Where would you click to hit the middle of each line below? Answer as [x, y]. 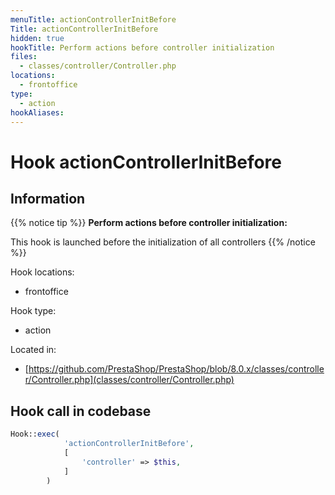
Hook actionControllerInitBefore [146, 162]
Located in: [33, 350]
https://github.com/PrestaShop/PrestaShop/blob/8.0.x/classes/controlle [176, 369]
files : [24, 57]
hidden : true [37, 38]
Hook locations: [42, 272]
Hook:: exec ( [35, 434]
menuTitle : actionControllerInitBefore [93, 19]
